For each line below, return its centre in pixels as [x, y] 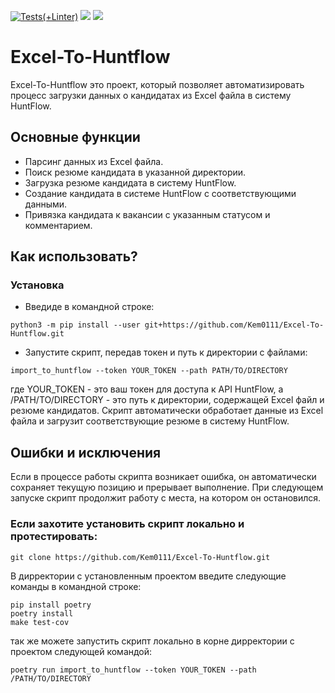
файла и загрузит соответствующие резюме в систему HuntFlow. [150, 421]
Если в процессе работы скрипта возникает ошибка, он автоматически [163, 477]
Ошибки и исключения [86, 452]
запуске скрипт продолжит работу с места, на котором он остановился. [166, 498]
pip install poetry [51, 605]
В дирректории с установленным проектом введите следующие [148, 576]
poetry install [42, 613]
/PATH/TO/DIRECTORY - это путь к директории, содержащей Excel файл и [167, 400]
